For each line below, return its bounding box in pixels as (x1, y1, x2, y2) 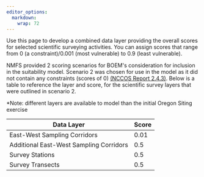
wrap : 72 (17, 20, 40, 26)
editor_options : (6, 9, 48, 15)
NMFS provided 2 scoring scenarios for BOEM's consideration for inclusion (6, 62, 195, 69)
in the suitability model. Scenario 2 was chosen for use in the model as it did (6, 68, 199, 76)
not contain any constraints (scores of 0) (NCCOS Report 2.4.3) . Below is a (6, 74, 195, 82)
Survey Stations (9, 151, 55, 159)
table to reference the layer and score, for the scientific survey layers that (6, 81, 191, 88)
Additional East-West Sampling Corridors (9, 141, 128, 150)
